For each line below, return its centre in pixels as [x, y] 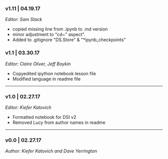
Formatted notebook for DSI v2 [44, 117]
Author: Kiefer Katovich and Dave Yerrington [51, 151]
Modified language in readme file [46, 79]
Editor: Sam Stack [24, 20]
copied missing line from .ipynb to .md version [60, 29]
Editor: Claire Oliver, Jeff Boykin [38, 64]
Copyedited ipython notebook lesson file [54, 73]
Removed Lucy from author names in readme [59, 122]
